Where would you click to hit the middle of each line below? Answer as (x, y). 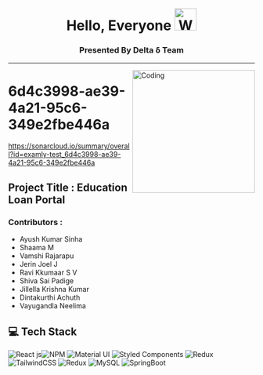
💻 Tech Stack (43, 331)
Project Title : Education (68, 187)
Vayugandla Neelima (52, 306)
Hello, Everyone (119, 25)
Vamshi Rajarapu (47, 256)
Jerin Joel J (38, 264)
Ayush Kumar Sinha (51, 239)
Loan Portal (37, 200)
